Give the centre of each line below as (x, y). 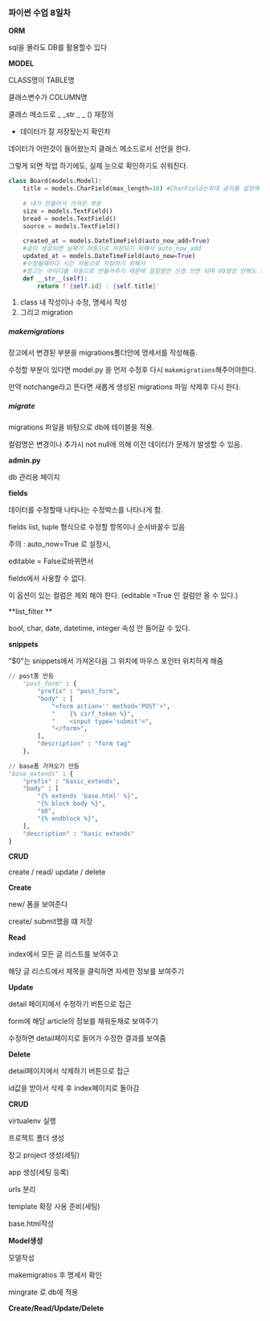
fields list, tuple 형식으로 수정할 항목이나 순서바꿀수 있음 (97, 527)
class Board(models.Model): (55, 181)
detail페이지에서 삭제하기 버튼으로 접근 (69, 1071)
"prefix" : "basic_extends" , (72, 781)
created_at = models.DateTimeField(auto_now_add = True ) (117, 241)
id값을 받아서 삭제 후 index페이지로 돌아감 (74, 1088)
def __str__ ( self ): (55, 278)
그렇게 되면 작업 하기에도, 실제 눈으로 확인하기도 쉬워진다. (98, 166)
